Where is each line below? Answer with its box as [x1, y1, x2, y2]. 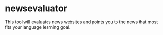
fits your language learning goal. [5, 24, 70, 30]
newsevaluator [5, 3, 67, 14]
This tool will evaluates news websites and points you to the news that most [5, 19, 158, 25]
